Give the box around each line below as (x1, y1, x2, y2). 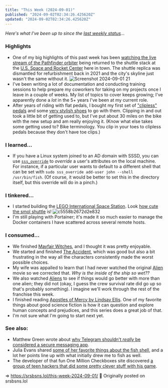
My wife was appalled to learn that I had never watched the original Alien (12, 264, 163, 271)
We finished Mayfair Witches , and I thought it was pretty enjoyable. (12, 243, 151, 249)
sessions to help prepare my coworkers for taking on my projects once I (12, 86, 161, 92)
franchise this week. (12, 291, 55, 297)
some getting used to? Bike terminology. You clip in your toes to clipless (12, 123, 161, 129)
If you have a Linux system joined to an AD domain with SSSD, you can (12, 152, 159, 158)
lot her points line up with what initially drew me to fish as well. (12, 352, 142, 358)
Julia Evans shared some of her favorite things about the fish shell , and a (12, 347, 163, 353)
